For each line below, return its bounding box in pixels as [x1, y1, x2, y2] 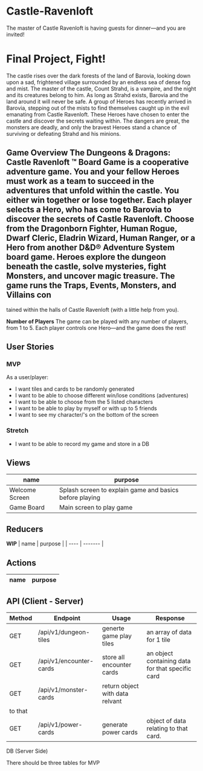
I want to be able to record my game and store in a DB [14, 440, 150, 447]
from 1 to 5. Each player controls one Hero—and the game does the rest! [6, 324, 186, 331]
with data [101, 689, 129, 698]
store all [101, 653, 125, 661]
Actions [6, 557, 36, 568]
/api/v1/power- [38, 720, 83, 729]
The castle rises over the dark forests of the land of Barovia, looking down [6, 72, 191, 79]
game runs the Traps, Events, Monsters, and [6, 280, 177, 291]
